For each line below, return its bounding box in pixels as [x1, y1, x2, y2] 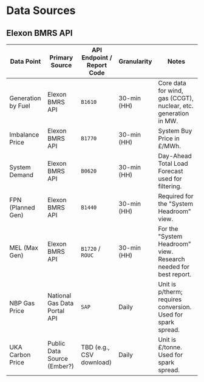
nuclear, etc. [157, 101, 194, 110]
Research [157, 255, 185, 263]
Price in [157, 134, 180, 143]
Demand [9, 171, 34, 179]
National [47, 292, 72, 299]
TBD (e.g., [81, 343, 110, 351]
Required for [157, 192, 194, 200]
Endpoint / [81, 53, 112, 61]
